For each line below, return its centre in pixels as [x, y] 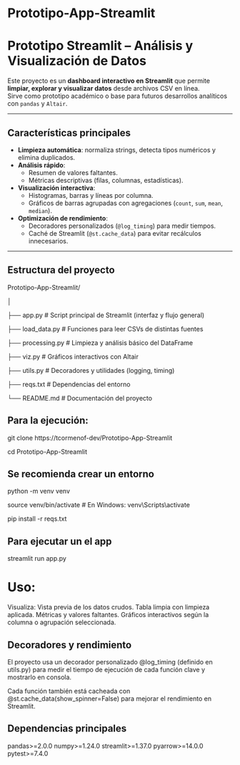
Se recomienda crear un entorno [81, 474]
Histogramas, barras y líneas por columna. [91, 195]
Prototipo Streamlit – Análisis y [100, 46]
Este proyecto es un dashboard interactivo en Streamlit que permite [109, 81]
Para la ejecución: [48, 420]
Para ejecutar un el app [60, 541]
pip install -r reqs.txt [37, 519]
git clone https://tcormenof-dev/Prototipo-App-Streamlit [90, 438]
